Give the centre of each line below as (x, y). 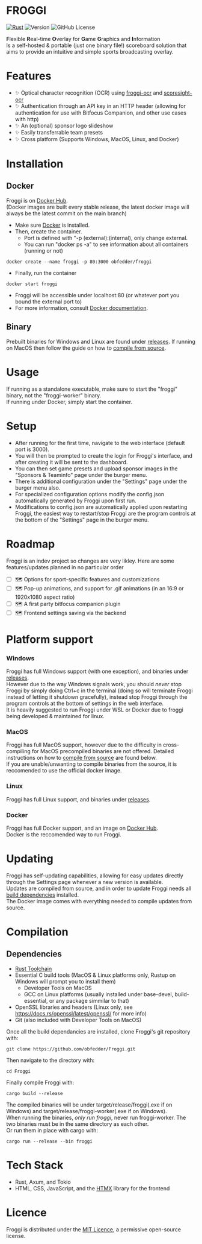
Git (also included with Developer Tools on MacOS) (78, 1020)
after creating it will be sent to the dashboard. (71, 462)
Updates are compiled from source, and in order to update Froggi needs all (99, 888)
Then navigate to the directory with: (50, 1060)
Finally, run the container (46, 273)
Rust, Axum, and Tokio (43, 1182)
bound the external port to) (48, 302)
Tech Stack (35, 1165)
